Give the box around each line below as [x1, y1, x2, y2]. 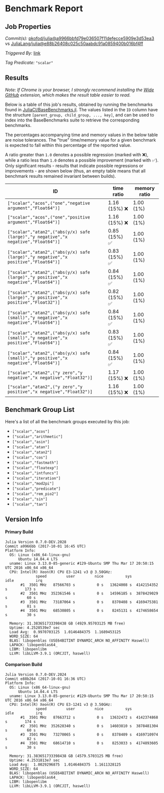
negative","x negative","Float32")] [7, 375, 93, 380]
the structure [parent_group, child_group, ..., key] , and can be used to [5, 112, 155, 118]
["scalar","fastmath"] [12, 460, 59, 465]
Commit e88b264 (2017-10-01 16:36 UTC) [5, 676, 86, 681]
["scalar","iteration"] [12, 476, 61, 481]
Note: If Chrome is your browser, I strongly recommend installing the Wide [5, 87, 154, 93]
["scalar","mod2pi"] [12, 481, 54, 486]
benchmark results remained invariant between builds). [5, 173, 116, 179]
